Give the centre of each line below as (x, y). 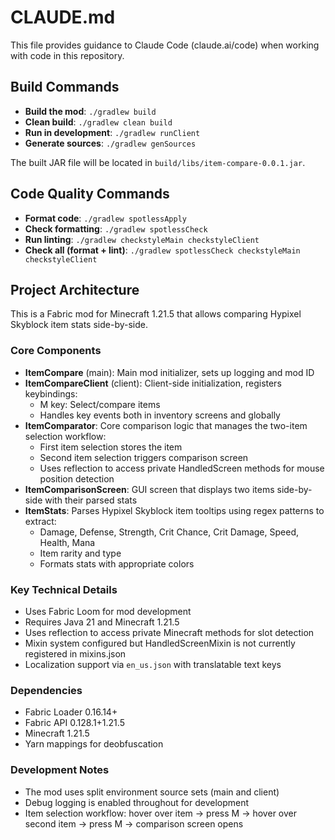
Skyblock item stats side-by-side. (79, 325)
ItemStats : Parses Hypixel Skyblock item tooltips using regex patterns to (174, 510)
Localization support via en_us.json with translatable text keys (153, 664)
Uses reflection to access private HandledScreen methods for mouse (182, 468)
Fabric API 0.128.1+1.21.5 (74, 723)
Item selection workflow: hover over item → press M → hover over (160, 813)
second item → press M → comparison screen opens (134, 823)
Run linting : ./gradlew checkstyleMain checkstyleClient (142, 239)
